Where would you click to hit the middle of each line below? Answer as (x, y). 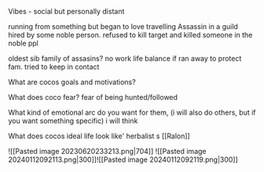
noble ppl (24, 43)
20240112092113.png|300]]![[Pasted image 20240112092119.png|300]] (123, 159)
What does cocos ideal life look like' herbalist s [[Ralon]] (99, 136)
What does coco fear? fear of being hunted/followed (93, 97)
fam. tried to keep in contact (54, 67)
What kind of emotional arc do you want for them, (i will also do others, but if (132, 112)
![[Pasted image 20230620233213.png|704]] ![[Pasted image (107, 151)
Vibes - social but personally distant (66, 11)
